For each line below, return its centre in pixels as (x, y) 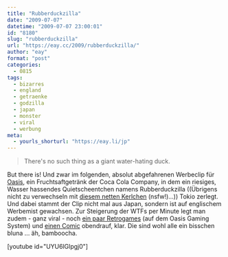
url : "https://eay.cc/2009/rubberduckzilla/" (73, 45)
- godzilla (29, 103)
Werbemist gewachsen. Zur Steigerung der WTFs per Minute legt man (106, 212)
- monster (27, 116)
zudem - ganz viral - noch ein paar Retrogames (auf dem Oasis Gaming (108, 218)
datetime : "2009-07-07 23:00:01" (55, 26)
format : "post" (29, 59)
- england (27, 90)
